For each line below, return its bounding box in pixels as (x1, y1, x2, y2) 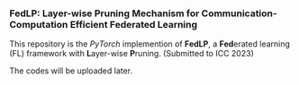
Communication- (201, 7, 277, 20)
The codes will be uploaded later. (9, 65, 133, 76)
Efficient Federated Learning (69, 18, 198, 30)
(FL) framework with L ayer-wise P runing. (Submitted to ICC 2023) (9, 48, 254, 59)
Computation (9, 18, 68, 30)
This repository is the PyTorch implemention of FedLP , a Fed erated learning (9, 38, 291, 49)
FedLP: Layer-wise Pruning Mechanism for (9, 7, 200, 20)
